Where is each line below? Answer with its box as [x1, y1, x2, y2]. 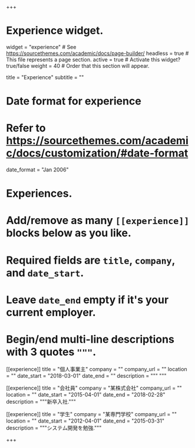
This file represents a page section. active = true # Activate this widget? [6, 56, 181, 63]
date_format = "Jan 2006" [6, 166, 69, 173]
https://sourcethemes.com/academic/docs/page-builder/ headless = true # [6, 50, 189, 57]
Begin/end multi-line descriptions [6, 333, 175, 346]
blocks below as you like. [6, 226, 131, 240]
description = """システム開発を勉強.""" [6, 424, 102, 431]
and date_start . [6, 266, 84, 280]
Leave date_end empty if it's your [6, 293, 169, 306]
